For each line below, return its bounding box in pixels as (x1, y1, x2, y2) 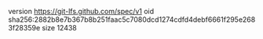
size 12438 (42, 23, 77, 32)
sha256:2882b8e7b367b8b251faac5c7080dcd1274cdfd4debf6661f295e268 (8, 15, 256, 24)
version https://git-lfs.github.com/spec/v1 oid (8, 7, 155, 16)
